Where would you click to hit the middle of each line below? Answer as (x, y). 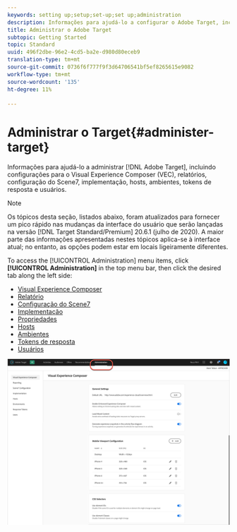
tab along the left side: (40, 276)
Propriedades (37, 319)
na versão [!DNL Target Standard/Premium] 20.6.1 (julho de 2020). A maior (116, 232)
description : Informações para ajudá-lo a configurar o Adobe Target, (113, 22)
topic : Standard (31, 45)
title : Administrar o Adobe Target (60, 30)
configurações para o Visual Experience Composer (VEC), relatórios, (107, 175)
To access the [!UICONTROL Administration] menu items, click (98, 260)
